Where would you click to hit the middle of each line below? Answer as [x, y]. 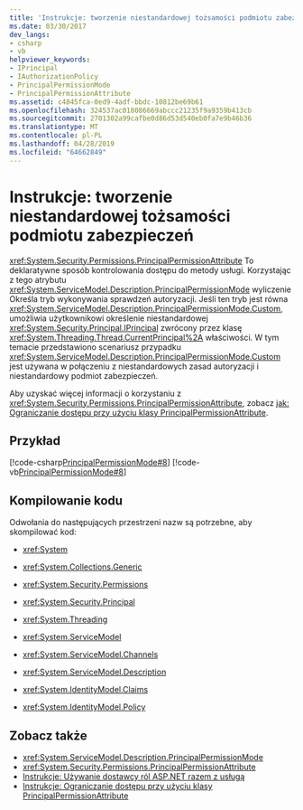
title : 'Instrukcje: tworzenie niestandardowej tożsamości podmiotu [141, 18]
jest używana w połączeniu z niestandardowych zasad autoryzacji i [134, 366]
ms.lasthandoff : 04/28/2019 [62, 144]
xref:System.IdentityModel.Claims [85, 690]
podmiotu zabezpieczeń [101, 235]
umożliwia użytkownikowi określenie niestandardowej [109, 318]
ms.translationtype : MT [54, 127]
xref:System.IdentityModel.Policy [84, 707]
